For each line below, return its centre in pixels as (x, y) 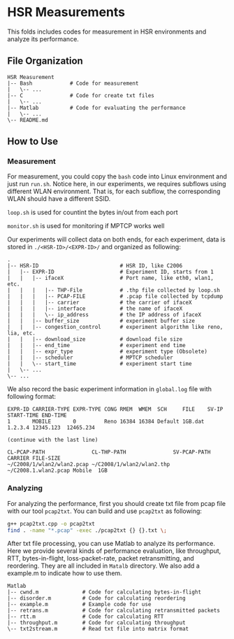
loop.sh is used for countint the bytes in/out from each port (93, 212)
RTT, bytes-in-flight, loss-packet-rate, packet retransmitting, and (101, 559)
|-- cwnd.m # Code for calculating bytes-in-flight (104, 592)
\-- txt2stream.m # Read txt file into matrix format (98, 629)
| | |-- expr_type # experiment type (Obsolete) (108, 352)
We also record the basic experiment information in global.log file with (109, 389)
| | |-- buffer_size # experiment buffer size (101, 321)
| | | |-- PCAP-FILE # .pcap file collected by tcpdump (115, 297)
